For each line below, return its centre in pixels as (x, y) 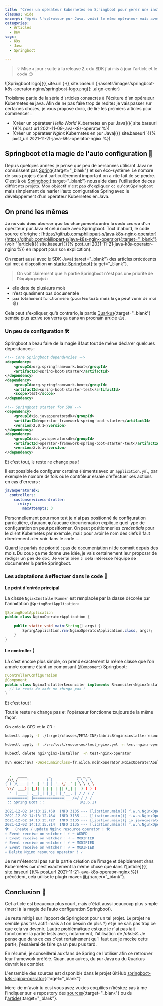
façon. (11, 717)
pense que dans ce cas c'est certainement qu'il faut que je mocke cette (77, 939)
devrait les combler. (25, 964)
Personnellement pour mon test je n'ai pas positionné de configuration (75, 518)
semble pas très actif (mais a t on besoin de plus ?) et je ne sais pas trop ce (81, 924)
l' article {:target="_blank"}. (31, 998)
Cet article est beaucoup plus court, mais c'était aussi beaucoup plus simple (81, 904)
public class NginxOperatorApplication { (48, 617)
